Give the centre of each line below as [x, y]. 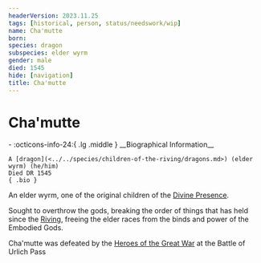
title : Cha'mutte [37, 83]
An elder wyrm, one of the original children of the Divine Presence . [119, 195]
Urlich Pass [27, 252]
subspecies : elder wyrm [48, 53]
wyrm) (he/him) [34, 166]
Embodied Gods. [36, 228]
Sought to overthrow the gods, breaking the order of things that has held [128, 211]
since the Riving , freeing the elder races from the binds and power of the [128, 219]
